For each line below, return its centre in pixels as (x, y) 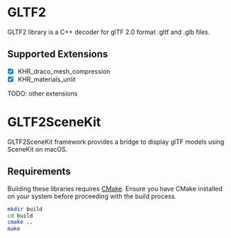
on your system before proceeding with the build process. (92, 196)
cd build (20, 216)
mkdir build (25, 209)
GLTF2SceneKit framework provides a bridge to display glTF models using (116, 142)
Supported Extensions (58, 54)
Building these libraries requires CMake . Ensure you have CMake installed (115, 188)
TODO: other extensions (43, 93)
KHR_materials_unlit (46, 79)
